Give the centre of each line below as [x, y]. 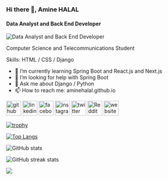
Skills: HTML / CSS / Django [40, 60]
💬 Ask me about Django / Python [54, 84]
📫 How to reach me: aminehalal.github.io [65, 91]
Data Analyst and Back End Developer [54, 24]
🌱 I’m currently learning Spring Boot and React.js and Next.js [88, 71]
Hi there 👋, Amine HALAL [43, 9]
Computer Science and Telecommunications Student [70, 48]
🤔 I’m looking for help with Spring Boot [62, 78]
